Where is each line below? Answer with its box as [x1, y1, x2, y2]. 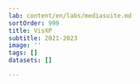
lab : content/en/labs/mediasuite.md [8, 11, 132, 20]
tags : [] [8, 49, 38, 57]
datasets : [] [8, 57, 53, 65]
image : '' [8, 42, 42, 50]
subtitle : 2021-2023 [8, 34, 78, 42]
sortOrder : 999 [8, 19, 60, 27]
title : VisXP [8, 26, 53, 34]
